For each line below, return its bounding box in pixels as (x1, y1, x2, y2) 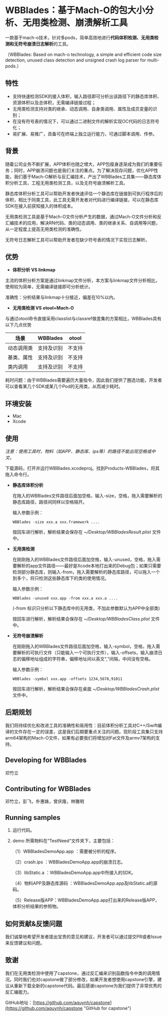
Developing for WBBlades (5, 756, 87, 764)
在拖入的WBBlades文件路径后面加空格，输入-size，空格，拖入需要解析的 (12, 493, 162, 498)
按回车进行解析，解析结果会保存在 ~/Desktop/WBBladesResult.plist (12, 529, 151, 535)
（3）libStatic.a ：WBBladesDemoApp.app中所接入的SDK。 (12, 869, 136, 875)
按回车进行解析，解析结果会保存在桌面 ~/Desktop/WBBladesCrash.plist (12, 686, 159, 691)
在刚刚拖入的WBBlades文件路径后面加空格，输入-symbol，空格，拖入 (12, 643, 156, 649)
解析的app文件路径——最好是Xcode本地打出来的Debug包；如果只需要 (16, 563, 161, 568)
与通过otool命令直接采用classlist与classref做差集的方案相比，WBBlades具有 (5, 315, 161, 321)
